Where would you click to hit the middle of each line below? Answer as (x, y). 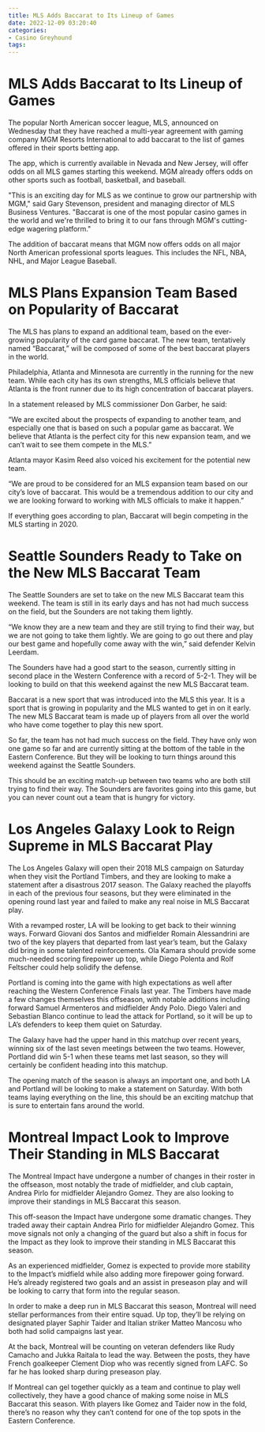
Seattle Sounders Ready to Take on (125, 556)
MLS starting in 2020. (43, 524)
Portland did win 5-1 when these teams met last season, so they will (118, 1057)
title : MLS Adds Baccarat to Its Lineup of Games (91, 15)
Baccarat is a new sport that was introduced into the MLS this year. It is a (127, 699)
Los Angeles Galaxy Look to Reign (121, 829)
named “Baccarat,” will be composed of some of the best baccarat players (129, 348)
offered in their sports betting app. (64, 148)
